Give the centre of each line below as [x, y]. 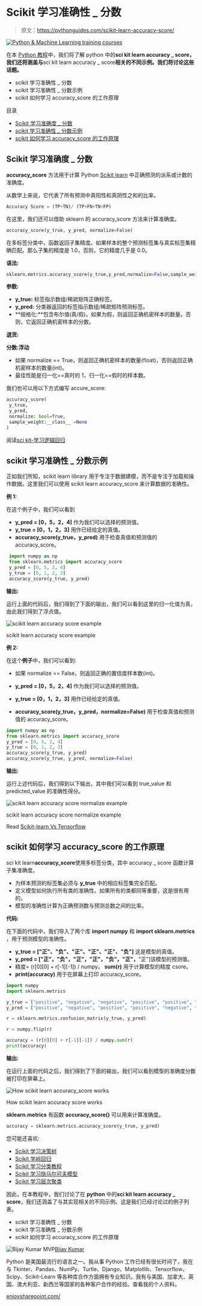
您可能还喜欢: [23, 1138]
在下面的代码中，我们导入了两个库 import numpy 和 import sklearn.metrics [101, 931]
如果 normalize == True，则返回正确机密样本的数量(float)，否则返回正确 [104, 360]
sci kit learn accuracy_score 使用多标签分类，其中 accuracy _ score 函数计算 [100, 862]
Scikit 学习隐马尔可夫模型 [46, 1173]
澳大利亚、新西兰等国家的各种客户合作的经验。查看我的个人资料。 [98, 1284]
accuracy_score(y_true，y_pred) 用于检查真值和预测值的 [86, 538]
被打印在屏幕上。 [27, 1078]
